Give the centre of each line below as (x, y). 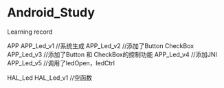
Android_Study (51, 13)
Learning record (30, 32)
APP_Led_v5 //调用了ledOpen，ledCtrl (61, 63)
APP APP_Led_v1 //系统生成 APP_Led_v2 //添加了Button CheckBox (101, 45)
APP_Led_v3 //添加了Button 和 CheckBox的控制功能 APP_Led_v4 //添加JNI (112, 54)
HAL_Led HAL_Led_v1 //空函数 (50, 78)
